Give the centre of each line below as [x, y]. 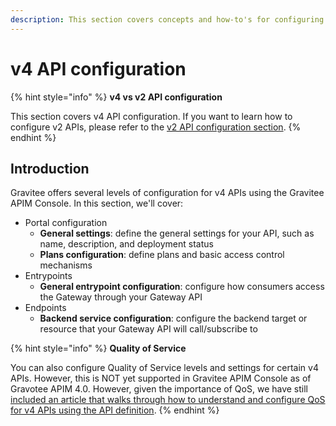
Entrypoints [48, 276]
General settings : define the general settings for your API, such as [177, 233]
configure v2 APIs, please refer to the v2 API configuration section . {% [156, 127]
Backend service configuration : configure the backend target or [173, 318]
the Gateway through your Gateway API [121, 297]
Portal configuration [66, 223]
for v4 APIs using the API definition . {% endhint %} [115, 410]
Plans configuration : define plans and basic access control [162, 255]
